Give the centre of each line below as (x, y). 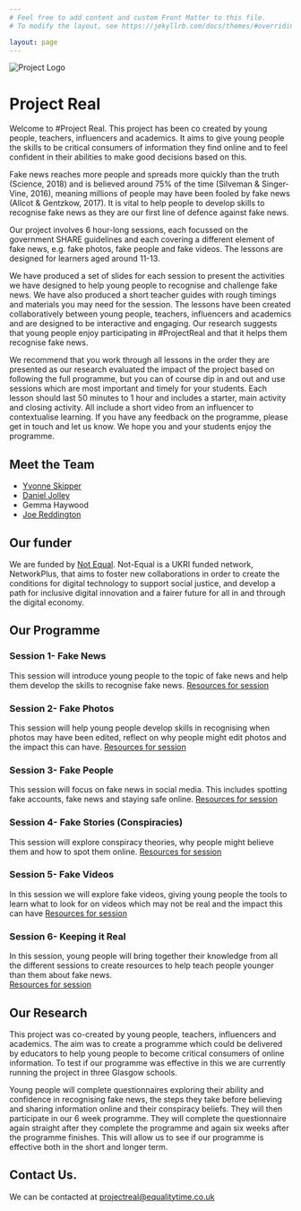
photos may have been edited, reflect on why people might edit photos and (148, 737)
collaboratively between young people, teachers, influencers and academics (150, 314)
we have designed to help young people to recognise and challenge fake (143, 285)
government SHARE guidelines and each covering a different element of (142, 239)
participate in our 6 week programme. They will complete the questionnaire (148, 1118)
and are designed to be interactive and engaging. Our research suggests (143, 324)
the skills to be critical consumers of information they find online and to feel (149, 148)
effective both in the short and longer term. (89, 1146)
